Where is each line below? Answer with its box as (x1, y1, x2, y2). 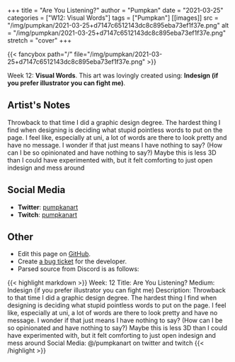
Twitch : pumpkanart (17, 210, 78, 219)
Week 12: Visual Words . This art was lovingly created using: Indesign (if (7, 71, 219, 79)
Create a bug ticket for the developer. (17, 257, 127, 265)
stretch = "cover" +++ (7, 36, 72, 45)
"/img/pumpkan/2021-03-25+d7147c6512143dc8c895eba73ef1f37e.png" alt (7, 21, 229, 29)
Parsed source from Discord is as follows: (17, 265, 139, 273)
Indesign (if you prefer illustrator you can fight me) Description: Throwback (7, 286, 227, 295)
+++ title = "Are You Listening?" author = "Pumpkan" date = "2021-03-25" (7, 6, 224, 14)
